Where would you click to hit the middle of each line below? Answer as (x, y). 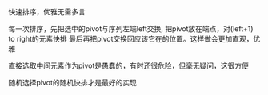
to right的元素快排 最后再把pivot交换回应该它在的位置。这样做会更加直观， (131, 39)
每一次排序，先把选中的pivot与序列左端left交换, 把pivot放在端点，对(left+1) (131, 29)
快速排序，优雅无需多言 (47, 12)
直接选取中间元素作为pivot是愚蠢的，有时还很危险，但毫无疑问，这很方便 (129, 65)
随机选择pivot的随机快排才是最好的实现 (73, 83)
